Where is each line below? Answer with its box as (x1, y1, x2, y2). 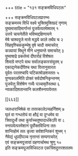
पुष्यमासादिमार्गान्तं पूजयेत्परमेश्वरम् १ (5, 26, 59, 31)
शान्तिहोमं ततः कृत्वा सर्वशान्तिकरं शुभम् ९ (5, 128, 67, 134)
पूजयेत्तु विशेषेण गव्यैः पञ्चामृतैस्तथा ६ (5, 81, 60, 87)
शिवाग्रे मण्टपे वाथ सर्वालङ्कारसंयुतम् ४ (5, 59, 63, 64)
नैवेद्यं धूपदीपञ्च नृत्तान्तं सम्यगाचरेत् (5, 134, 58, 140)
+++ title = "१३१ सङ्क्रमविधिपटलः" (5, 5, 67, 10)
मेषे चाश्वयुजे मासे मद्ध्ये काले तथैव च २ (5, 37, 63, 42)
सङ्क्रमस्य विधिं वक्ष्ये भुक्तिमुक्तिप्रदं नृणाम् (5, 20, 67, 26)
